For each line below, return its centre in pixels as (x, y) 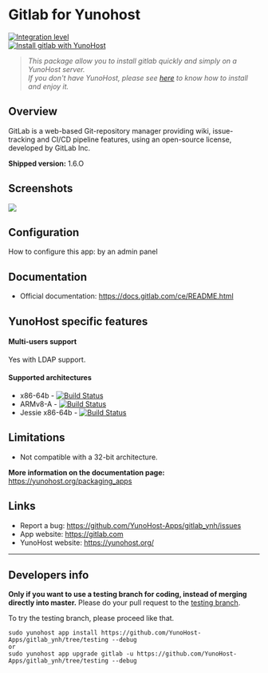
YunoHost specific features (78, 321)
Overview (33, 112)
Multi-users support (43, 342)
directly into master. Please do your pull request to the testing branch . (124, 603)
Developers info (49, 575)
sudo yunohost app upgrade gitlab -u (71, 654)
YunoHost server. (56, 69)
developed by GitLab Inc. (49, 148)
